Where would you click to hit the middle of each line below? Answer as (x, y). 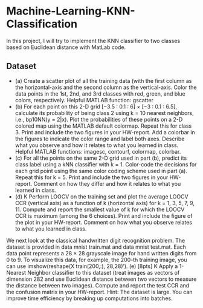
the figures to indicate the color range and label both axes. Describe (100, 139)
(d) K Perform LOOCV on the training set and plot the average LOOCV (101, 196)
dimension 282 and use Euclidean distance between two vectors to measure (101, 279)
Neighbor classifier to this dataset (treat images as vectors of (103, 272)
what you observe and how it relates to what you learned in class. (97, 145)
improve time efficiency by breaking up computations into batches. (89, 298)
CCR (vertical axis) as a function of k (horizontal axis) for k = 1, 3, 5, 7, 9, (105, 203)
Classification (42, 24)
